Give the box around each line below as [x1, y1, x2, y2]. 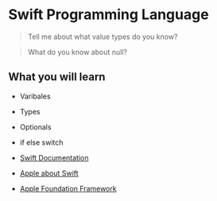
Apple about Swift [19, 168, 79, 178]
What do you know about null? [27, 47, 127, 56]
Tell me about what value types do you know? [27, 32, 178, 41]
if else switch [19, 137, 64, 147]
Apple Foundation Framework [19, 184, 117, 193]
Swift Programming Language [8, 6, 209, 24]
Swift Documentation [19, 153, 89, 162]
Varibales [19, 91, 51, 101]
